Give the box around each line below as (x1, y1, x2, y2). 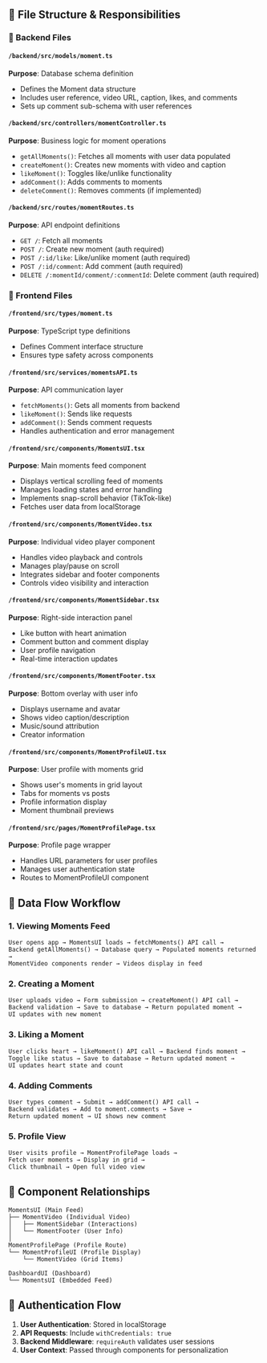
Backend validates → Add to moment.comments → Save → (8, 1105, 192, 1113)
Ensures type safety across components (19, 350, 154, 360)
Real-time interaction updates (19, 654, 119, 663)
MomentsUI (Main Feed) (8, 1206, 84, 1214)
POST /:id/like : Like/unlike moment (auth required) (19, 252, 191, 262)
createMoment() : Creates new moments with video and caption (19, 160, 226, 169)
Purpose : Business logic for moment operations (8, 136, 167, 145)
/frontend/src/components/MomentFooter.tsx (8, 672, 156, 680)
